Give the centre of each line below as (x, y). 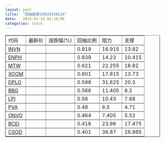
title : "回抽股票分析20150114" (36, 14)
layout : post (18, 10)
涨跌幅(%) (60, 41)
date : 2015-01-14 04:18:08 (35, 19)
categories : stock (24, 23)
